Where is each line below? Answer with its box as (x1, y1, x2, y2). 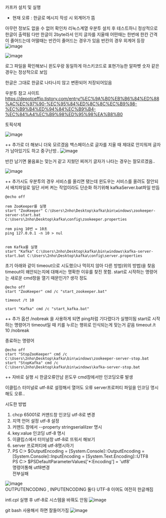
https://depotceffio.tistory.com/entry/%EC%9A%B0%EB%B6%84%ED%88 (5, 96, 160, 101)
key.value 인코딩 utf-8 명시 (12, 430, 66, 436)
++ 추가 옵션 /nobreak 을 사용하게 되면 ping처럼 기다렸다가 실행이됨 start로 (5, 316, 152, 321)
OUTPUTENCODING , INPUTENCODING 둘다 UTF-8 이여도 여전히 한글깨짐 (5, 486, 154, 492)
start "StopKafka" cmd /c (5, 360, 58, 365)
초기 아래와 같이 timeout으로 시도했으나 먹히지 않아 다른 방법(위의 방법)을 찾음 (5, 263, 156, 268)
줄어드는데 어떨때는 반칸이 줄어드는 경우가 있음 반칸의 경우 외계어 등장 (10, 38, 145, 43)
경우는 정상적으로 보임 (5, 69, 48, 75)
